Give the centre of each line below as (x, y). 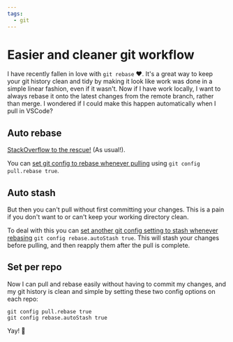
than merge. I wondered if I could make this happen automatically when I (112, 104)
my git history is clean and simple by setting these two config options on (111, 291)
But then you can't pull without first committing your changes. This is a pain (116, 209)
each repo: (23, 299)
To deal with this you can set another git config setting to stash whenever (113, 230)
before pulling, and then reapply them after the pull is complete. (99, 246)
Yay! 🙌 (16, 330)
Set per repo (35, 267)
